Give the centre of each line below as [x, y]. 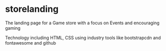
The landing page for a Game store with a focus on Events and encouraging [82, 23]
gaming [13, 28]
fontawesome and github [30, 43]
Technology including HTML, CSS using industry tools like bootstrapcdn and [83, 38]
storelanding [32, 9]
